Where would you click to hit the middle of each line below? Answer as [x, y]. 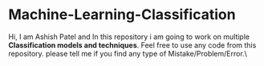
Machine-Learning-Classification [122, 15]
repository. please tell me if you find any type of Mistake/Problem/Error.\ [128, 53]
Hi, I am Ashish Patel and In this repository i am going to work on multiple [129, 37]
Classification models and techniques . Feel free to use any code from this [132, 45]
